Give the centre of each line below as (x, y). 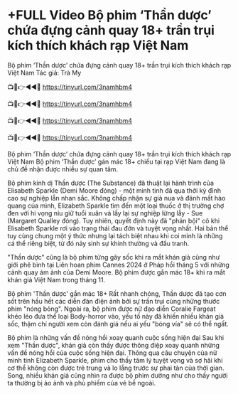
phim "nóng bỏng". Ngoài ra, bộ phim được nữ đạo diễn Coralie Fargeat (112, 309)
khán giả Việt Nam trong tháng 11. (56, 279)
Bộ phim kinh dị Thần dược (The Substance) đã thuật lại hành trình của (111, 183)
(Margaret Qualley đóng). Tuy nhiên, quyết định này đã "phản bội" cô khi (114, 220)
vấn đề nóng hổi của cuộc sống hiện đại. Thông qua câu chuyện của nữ (113, 353)
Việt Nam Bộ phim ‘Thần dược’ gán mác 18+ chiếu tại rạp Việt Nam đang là (117, 161)
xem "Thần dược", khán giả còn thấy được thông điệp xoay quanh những (114, 345)
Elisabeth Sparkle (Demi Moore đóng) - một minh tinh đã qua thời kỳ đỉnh (114, 190)
